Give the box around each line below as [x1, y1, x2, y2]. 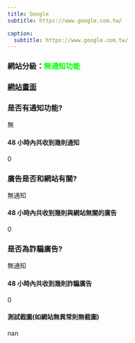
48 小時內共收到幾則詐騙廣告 [7, 279, 92, 287]
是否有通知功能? [7, 103, 63, 113]
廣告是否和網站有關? [7, 174, 77, 184]
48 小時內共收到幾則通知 [7, 138, 80, 147]
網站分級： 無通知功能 [7, 61, 80, 71]
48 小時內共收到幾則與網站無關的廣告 [7, 209, 117, 217]
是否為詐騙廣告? [7, 244, 63, 254]
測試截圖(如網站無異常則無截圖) [7, 312, 99, 321]
